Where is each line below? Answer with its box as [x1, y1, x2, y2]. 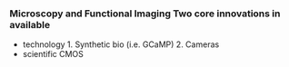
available [9, 18, 51, 31]
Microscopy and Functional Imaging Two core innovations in [9, 7, 281, 20]
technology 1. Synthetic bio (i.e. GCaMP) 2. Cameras [22, 39, 220, 50]
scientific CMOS [22, 49, 85, 60]
